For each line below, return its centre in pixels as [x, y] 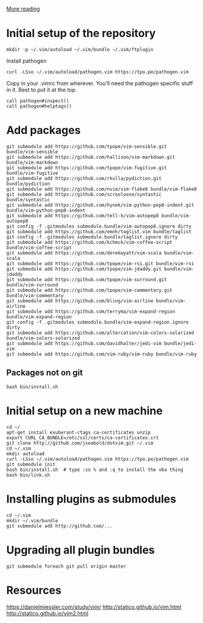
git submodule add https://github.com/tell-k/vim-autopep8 [83, 215]
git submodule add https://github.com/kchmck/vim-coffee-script [89, 242]
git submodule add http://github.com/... [60, 526]
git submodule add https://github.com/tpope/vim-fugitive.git [87, 168]
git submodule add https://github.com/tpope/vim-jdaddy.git [84, 269]
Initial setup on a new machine [84, 411]
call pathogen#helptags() [39, 106]
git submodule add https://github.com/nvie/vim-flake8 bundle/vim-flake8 [102, 189]
